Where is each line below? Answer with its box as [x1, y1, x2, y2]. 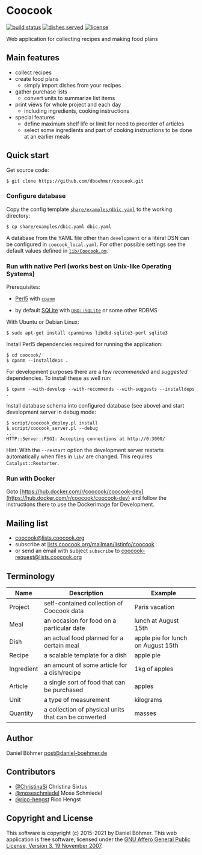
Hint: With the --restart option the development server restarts [6, 447, 164, 454]
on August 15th [134, 642, 179, 650]
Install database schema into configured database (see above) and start [6, 402, 185, 409]
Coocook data [44, 607, 84, 615]
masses [134, 709, 156, 718]
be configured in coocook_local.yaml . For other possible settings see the [6, 241, 186, 248]
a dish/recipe [44, 669, 81, 677]
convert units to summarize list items [23, 94, 115, 101]
